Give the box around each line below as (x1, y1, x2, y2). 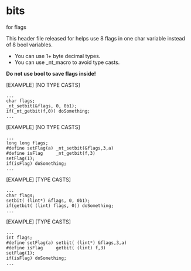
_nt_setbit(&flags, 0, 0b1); (6, 103, 77, 109)
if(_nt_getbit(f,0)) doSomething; (6, 108, 91, 114)
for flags (6, 23, 26, 31)
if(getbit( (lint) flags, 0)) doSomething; (6, 202, 114, 209)
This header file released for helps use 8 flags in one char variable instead (6, 35, 186, 42)
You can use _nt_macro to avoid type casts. (14, 59, 120, 66)
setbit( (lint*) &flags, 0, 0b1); (6, 198, 91, 204)
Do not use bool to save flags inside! (6, 70, 97, 77)
